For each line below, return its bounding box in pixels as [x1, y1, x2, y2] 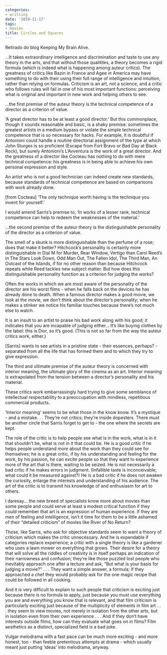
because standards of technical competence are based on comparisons [5, 179, 153, 185]
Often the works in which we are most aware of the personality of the [5, 281, 148, 287]
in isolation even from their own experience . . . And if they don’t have [5, 613, 148, 619]
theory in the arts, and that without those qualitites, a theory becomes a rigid [5, 60, 163, 65]
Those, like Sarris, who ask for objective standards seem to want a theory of [5, 529, 162, 535]
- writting [5, 12, 28, 17]
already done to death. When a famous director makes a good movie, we [5, 292, 155, 297]
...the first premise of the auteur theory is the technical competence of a [5, 101, 154, 107]
